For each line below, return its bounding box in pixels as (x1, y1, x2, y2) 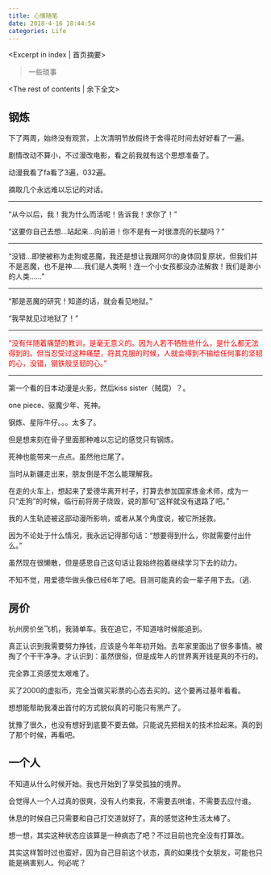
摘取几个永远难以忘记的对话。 (8, 185, 107, 195)
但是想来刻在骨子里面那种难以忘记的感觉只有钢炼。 (8, 435, 178, 444)
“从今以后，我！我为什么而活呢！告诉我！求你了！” (8, 209, 177, 219)
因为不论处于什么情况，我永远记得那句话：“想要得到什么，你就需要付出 (8, 531, 245, 541)
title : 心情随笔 (8, 11, 58, 20)
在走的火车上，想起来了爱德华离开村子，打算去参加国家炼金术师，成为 (8, 486, 242, 496)
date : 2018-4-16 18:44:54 (8, 19, 95, 27)
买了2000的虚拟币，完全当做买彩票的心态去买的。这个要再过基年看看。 (8, 686, 246, 695)
